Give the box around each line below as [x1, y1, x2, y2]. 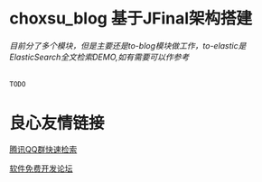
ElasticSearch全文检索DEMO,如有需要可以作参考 [9, 51, 190, 62]
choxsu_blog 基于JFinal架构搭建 [9, 8, 253, 29]
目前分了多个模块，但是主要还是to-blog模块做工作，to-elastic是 [9, 40, 247, 50]
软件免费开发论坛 [9, 163, 73, 174]
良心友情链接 [9, 113, 106, 133]
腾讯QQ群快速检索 [9, 144, 78, 155]
